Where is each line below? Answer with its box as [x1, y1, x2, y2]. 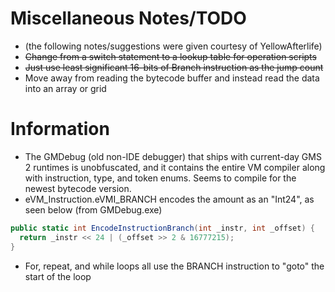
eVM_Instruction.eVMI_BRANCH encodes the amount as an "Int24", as [24, 193, 315, 205]
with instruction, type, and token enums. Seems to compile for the [24, 172, 297, 184]
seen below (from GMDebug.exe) [24, 203, 163, 216]
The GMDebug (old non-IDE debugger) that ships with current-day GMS [24, 150, 322, 162]
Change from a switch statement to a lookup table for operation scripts [24, 50, 317, 62]
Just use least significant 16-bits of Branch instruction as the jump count [24, 61, 324, 73]
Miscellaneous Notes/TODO [10, 7, 247, 30]
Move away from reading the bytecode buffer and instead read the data [24, 72, 320, 84]
